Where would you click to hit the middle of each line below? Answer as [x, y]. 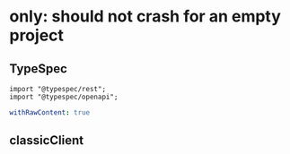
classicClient [46, 141]
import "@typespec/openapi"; [64, 97]
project [37, 35]
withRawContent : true [50, 113]
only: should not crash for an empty [145, 17]
